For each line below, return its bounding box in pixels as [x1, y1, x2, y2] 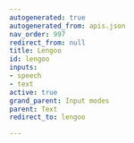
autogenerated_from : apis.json [9, 21, 126, 30]
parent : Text [9, 105, 58, 114]
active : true [9, 88, 58, 97]
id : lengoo [9, 55, 50, 63]
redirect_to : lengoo [9, 113, 87, 122]
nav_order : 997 [9, 29, 66, 38]
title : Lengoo [9, 46, 63, 55]
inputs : [9, 63, 38, 72]
